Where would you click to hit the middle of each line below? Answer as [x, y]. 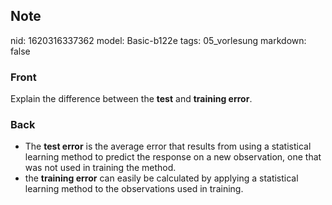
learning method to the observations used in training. [134, 189]
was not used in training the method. [100, 168]
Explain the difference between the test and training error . [131, 99]
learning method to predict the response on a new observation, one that [173, 157]
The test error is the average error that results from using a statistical [168, 146]
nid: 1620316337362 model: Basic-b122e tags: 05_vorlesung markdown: [158, 40]
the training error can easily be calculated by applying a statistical [161, 178]
